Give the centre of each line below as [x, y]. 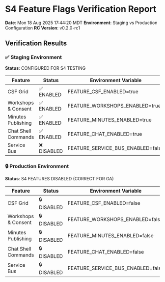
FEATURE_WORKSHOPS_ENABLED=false [115, 220]
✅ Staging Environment [34, 57]
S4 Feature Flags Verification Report [81, 9]
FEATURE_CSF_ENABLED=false [104, 203]
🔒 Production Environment [37, 166]
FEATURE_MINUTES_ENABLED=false [110, 236]
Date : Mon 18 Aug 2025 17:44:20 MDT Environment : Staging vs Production [81, 23]
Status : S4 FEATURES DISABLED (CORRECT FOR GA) [59, 178]
